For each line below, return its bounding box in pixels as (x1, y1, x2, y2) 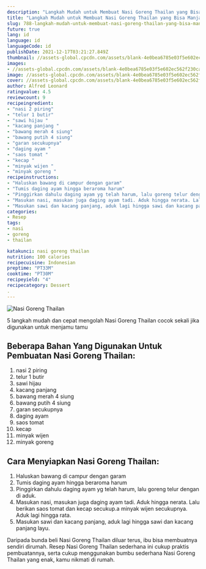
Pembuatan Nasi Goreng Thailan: (7, 351, 136, 361)
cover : (7, 77, 24, 83)
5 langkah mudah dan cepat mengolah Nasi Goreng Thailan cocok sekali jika (7, 316, 199, 324)
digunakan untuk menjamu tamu (7, 323, 88, 330)
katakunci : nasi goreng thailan (7, 248, 89, 254)
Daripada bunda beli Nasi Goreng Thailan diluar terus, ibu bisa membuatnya (7, 537, 197, 544)
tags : (7, 220, 21, 226)
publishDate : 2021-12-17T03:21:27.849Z (7, 49, 109, 55)
